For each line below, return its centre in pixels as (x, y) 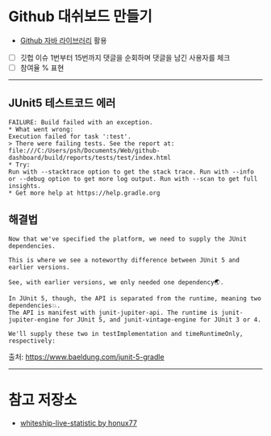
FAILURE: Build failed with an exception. (81, 122)
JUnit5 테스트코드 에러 (62, 103)
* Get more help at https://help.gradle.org (84, 193)
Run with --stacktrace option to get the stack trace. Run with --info (131, 172)
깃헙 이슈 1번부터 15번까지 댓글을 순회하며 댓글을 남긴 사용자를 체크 (125, 57)
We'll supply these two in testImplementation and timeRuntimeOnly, (126, 333)
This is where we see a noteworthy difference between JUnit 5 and (124, 260)
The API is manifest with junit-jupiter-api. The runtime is (113, 312)
